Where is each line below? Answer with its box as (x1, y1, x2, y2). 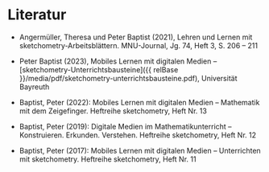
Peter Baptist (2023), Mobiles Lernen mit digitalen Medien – (19, 56, 217, 66)
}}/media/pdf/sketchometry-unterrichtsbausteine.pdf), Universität (19, 73, 238, 83)
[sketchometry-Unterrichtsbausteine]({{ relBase (19, 64, 179, 74)
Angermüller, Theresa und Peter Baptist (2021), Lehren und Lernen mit (19, 32, 253, 42)
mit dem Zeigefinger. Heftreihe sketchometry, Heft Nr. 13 (19, 106, 207, 116)
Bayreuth (19, 82, 50, 92)
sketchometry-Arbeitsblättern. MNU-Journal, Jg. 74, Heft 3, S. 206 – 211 (19, 40, 259, 50)
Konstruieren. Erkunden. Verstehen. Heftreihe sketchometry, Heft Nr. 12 (19, 130, 257, 140)
